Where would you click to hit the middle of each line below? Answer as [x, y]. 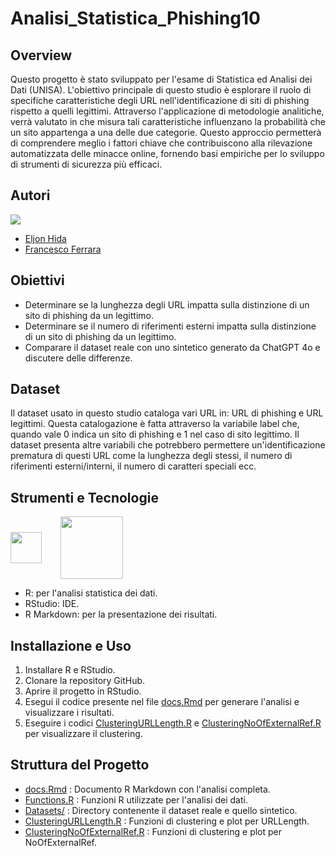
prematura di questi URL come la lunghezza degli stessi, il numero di [151, 456]
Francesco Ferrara [63, 249]
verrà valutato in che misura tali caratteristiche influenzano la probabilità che [168, 121]
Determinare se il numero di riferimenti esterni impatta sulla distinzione [170, 326]
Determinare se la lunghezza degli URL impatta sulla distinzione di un [167, 304]
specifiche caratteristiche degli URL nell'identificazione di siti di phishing [160, 100]
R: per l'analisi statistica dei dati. [91, 593]
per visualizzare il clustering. [83, 734]
